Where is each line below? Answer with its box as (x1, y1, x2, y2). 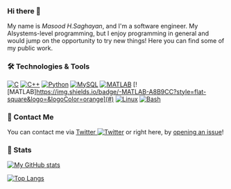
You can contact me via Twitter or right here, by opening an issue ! (7, 127, 224, 136)
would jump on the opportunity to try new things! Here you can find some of (7, 37, 225, 45)
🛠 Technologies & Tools (7, 62, 90, 71)
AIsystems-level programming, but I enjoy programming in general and (7, 29, 209, 37)
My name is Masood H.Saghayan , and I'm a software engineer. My (7, 22, 198, 30)
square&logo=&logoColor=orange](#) (7, 95, 114, 103)
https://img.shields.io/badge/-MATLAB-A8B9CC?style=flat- (36, 87, 207, 96)
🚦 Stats (7, 145, 32, 154)
